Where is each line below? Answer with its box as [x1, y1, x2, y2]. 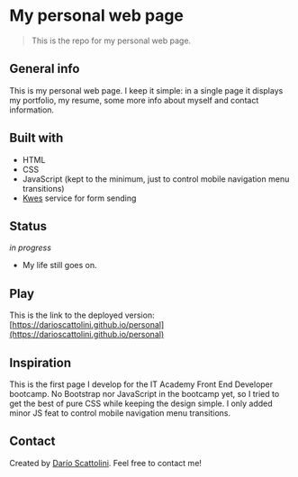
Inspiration [9, 355, 72, 370]
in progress [9, 242, 52, 253]
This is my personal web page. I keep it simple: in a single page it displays [9, 85, 284, 95]
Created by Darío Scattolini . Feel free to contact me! [9, 457, 203, 468]
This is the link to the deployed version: [9, 310, 155, 320]
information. [9, 104, 55, 115]
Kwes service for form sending [22, 193, 137, 203]
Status [9, 218, 48, 234]
